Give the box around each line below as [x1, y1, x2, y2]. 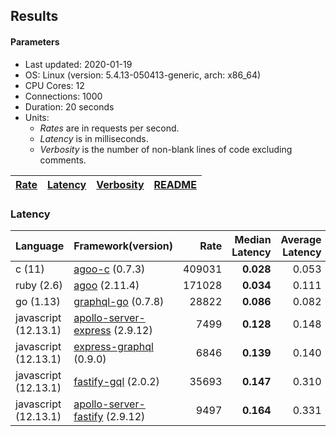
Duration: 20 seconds [24, 100, 115, 113]
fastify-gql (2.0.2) [73, 374, 160, 388]
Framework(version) [73, 239, 174, 253]
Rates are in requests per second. [39, 122, 180, 134]
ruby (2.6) [15, 278, 63, 292]
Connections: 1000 [24, 90, 103, 102]
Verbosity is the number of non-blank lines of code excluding [39, 143, 293, 155]
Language [15, 239, 65, 253]
